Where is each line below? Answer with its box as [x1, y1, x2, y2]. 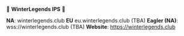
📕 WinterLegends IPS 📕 [6, 6, 66, 12]
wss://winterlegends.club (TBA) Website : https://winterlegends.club [6, 24, 176, 30]
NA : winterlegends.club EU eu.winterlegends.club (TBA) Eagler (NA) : [6, 17, 179, 24]
